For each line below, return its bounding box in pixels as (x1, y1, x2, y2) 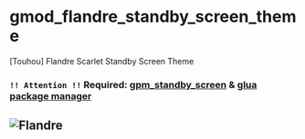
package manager (9, 89, 92, 102)
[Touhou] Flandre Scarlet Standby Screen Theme (9, 55, 195, 66)
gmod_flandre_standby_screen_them (9, 6, 297, 27)
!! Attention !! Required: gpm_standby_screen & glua (9, 78, 258, 91)
